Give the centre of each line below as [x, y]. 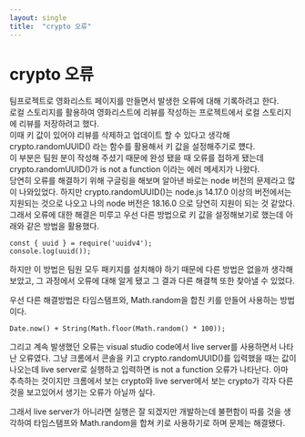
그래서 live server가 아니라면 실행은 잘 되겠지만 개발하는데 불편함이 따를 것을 [146, 412]
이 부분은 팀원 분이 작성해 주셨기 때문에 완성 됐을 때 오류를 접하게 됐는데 [137, 158]
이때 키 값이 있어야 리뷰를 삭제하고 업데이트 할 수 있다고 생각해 [120, 135]
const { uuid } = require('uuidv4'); [81, 244]
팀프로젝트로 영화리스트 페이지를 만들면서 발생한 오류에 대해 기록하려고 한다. [144, 101]
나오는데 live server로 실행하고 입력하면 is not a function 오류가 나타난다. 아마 [149, 370]
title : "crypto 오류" [51, 26]
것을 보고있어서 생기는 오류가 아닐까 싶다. [82, 392]
